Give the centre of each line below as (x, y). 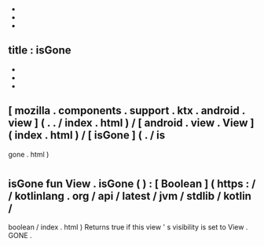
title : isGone (40, 51)
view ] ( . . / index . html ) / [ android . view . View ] (131, 123)
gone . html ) (29, 154)
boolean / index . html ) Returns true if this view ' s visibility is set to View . (128, 227)
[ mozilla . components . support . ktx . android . (127, 111)
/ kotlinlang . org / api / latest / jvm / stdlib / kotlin (130, 196)
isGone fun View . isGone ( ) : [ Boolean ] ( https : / (132, 184)
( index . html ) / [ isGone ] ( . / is (87, 136)
